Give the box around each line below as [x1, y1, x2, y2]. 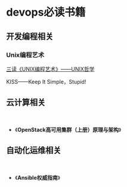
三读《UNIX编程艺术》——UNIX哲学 [6, 65, 95, 73]
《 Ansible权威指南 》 [14, 174, 61, 181]
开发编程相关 [6, 31, 54, 41]
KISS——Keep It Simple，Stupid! [6, 78, 86, 85]
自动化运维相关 [6, 145, 61, 156]
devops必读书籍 [6, 5, 86, 19]
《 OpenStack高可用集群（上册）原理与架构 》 [14, 126, 122, 133]
